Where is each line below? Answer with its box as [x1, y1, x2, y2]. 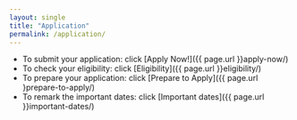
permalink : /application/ [9, 29, 106, 38]
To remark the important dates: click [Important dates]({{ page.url [21, 92, 265, 102]
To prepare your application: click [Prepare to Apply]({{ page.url [21, 73, 259, 84]
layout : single [9, 12, 66, 22]
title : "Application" [9, 21, 90, 30]
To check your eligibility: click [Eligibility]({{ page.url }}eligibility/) [21, 63, 262, 74]
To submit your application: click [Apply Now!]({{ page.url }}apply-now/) [21, 54, 289, 65]
